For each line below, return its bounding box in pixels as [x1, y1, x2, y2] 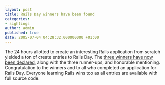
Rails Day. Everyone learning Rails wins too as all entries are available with [5, 70, 158, 76]
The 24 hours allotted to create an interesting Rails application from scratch [5, 48, 161, 55]
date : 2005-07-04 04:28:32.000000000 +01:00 [5, 35, 99, 40]
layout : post [5, 7, 32, 12]
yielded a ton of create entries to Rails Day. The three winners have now [5, 54, 153, 60]
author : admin [5, 26, 35, 31]
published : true [5, 30, 39, 35]
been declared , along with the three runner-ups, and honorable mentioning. [5, 59, 161, 65]
